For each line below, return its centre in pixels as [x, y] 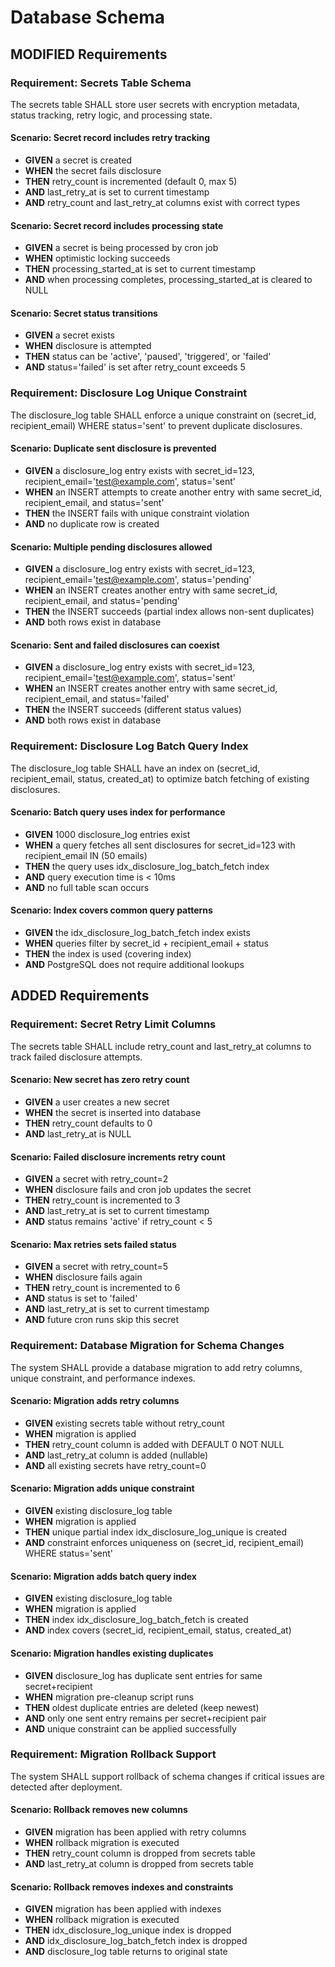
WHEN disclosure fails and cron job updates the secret [138, 1190]
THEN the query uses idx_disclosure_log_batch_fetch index [147, 866]
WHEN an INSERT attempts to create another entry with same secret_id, [173, 492]
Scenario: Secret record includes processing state [117, 225]
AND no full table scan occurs [87, 887]
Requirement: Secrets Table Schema [101, 83]
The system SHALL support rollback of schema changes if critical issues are [167, 1776]
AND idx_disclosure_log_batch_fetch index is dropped [136, 1941]
